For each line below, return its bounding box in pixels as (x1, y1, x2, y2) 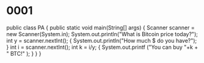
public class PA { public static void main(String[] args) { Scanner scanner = (6, 24, 195, 31)
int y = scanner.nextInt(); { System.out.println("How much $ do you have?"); (6, 37, 197, 44)
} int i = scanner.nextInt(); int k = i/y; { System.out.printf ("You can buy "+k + (6, 43, 199, 51)
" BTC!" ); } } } (6, 50, 42, 57)
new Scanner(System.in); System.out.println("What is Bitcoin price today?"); (6, 30, 199, 37)
